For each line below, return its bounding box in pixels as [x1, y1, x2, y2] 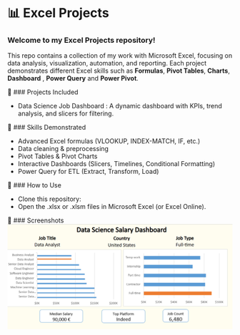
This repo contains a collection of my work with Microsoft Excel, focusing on [7, 51, 233, 60]
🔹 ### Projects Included [7, 88, 79, 96]
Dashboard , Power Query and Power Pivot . [7, 74, 139, 83]
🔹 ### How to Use [7, 181, 62, 190]
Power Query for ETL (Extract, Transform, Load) [17, 167, 159, 176]
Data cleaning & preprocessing [17, 145, 109, 153]
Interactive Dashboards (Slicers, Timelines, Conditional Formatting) [17, 160, 216, 168]
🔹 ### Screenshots [7, 216, 64, 225]
